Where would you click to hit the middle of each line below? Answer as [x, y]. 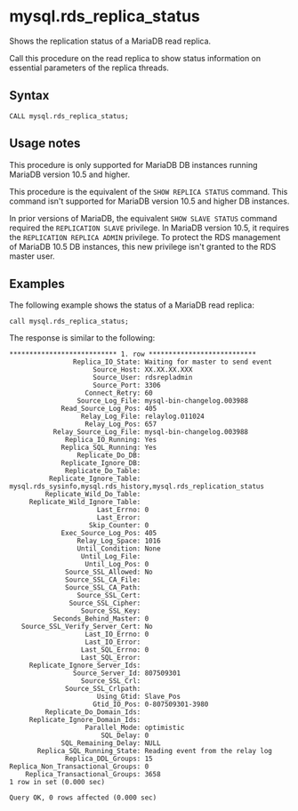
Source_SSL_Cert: [109, 596]
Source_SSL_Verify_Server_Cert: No [87, 627]
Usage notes [45, 144]
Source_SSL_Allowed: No [109, 572]
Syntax [29, 96]
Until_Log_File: [111, 557]
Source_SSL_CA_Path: [103, 588]
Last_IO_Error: [113, 642]
